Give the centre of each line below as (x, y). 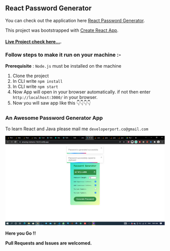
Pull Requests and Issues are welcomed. (49, 243)
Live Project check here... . (33, 42)
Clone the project (31, 76)
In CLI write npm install (38, 81)
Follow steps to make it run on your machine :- (63, 55)
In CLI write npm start (35, 86)
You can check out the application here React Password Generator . (75, 20)
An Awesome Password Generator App (54, 118)
